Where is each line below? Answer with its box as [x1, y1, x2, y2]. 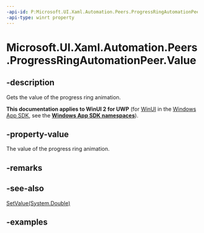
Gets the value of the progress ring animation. [6, 93, 121, 100]
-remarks [6, 163, 42, 173]
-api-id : [6, 8, 29, 15]
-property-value [6, 129, 69, 139]
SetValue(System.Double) [6, 199, 71, 206]
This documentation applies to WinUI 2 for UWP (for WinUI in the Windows [6, 105, 196, 113]
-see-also [6, 183, 44, 194]
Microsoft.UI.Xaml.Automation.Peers [6, 41, 198, 54]
